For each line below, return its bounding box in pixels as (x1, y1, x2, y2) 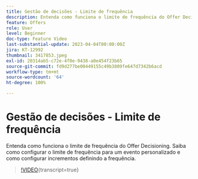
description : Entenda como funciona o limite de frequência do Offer (6, 14, 181, 20)
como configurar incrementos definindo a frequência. (6, 154, 137, 162)
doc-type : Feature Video (6, 36, 67, 42)
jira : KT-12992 (6, 47, 44, 53)
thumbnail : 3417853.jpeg (6, 52, 67, 58)
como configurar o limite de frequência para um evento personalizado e (6, 148, 181, 155)
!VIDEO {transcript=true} (20, 166, 80, 173)
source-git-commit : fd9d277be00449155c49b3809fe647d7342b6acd (6, 63, 162, 69)
